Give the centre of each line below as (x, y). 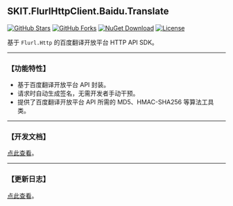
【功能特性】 (29, 68)
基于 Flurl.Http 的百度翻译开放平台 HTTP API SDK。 (83, 42)
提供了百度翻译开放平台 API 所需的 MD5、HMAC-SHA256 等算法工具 (115, 102)
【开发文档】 (29, 137)
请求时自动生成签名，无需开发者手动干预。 (78, 93)
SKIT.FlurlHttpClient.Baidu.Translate (88, 11)
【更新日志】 (29, 179)
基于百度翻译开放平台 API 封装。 (63, 85)
